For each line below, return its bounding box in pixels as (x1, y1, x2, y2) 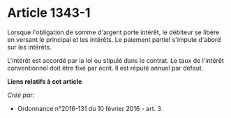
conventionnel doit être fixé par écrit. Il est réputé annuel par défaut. (7, 64, 204, 72)
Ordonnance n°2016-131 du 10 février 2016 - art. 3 (17, 104, 162, 112)
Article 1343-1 (7, 5, 91, 21)
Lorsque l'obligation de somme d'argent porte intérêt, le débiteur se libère (7, 28, 220, 36)
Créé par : (7, 91, 35, 99)
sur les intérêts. (7, 43, 52, 51)
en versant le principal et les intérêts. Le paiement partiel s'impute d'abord (7, 35, 221, 43)
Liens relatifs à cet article (7, 77, 82, 85)
